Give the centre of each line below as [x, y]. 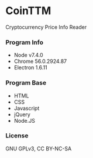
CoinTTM [28, 11]
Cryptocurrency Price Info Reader [46, 27]
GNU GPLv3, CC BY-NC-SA [39, 149]
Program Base [26, 83]
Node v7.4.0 [28, 55]
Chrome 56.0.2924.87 [40, 61]
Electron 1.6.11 [30, 68]
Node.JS [25, 120]
